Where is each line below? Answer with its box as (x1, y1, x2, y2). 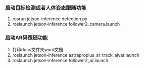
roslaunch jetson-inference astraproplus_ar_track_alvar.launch (12, 52, 140, 58)
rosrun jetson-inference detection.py (12, 16, 88, 22)
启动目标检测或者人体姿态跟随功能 (5, 4, 87, 11)
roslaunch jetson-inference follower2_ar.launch (12, 57, 109, 63)
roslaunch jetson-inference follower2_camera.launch (12, 21, 120, 27)
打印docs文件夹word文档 (12, 46, 63, 52)
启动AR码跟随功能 (5, 34, 48, 41)
